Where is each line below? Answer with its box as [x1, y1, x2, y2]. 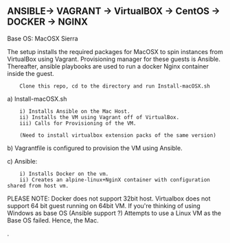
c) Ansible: [7, 157, 38, 165]
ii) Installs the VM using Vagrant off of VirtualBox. [19, 114, 180, 120]
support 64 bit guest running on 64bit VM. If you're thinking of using [7, 201, 200, 209]
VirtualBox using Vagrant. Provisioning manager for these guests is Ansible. [7, 55, 221, 63]
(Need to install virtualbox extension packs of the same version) [19, 131, 216, 139]
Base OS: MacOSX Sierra [7, 34, 78, 42]
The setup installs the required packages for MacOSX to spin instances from [7, 47, 223, 55]
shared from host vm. [7, 182, 69, 189]
